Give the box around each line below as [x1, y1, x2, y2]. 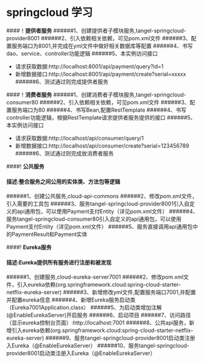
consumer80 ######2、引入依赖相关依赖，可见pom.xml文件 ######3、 [6, 98, 190, 106]
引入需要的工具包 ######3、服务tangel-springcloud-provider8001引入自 [6, 200, 190, 207]
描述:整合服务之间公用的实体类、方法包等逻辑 [6, 178, 121, 185]
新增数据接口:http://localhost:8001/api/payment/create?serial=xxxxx [15, 70, 186, 77]
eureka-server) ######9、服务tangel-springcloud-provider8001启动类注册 [6, 334, 195, 342]
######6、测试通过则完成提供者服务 [15, 77, 108, 85]
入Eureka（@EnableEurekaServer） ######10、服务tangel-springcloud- [6, 342, 190, 350]
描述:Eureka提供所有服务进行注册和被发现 [6, 259, 111, 266]
